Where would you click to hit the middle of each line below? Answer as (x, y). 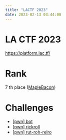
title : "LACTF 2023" (27, 10)
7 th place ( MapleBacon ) (30, 87)
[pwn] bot (22, 121)
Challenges (29, 108)
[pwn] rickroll (26, 127)
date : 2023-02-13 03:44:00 (33, 15)
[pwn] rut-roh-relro (32, 132)
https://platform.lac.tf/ (28, 53)
